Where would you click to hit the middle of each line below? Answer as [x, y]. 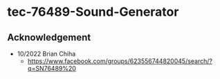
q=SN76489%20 [52, 68]
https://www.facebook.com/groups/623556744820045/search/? [120, 61]
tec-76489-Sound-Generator [93, 12]
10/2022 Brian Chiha [46, 54]
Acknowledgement [49, 37]
